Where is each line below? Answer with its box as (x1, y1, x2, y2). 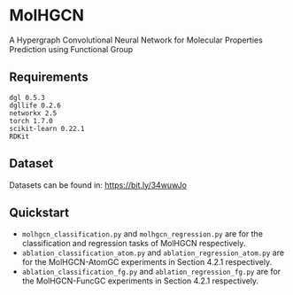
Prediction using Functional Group (9, 43, 134, 54)
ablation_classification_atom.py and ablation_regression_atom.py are (21, 247, 285, 258)
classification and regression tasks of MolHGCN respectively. (21, 238, 246, 249)
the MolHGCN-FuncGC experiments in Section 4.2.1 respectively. (21, 276, 259, 286)
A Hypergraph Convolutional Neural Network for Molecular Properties (9, 35, 263, 45)
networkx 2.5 (9, 108, 58, 118)
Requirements (9, 70, 89, 85)
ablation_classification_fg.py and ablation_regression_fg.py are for (21, 267, 281, 277)
